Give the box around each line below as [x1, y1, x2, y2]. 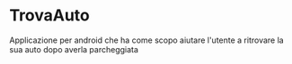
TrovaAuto [9, 5, 90, 26]
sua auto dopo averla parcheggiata [9, 44, 139, 54]
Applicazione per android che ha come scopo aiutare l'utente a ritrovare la [9, 35, 285, 45]
